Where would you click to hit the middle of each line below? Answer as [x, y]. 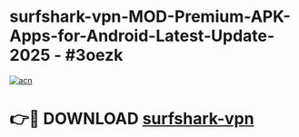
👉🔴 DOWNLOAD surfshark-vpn [132, 119]
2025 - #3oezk [66, 55]
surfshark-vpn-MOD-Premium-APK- [150, 17]
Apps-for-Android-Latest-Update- [142, 36]
